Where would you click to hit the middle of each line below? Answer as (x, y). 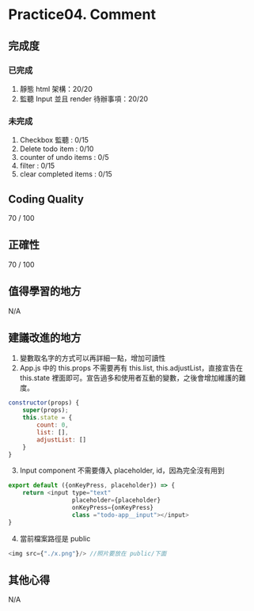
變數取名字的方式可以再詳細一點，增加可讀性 (93, 359)
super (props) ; (45, 410)
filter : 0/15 (37, 166)
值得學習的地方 (45, 292)
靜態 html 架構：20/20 (56, 89)
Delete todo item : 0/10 (57, 149)
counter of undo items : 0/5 (64, 157)
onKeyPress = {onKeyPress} (113, 508)
